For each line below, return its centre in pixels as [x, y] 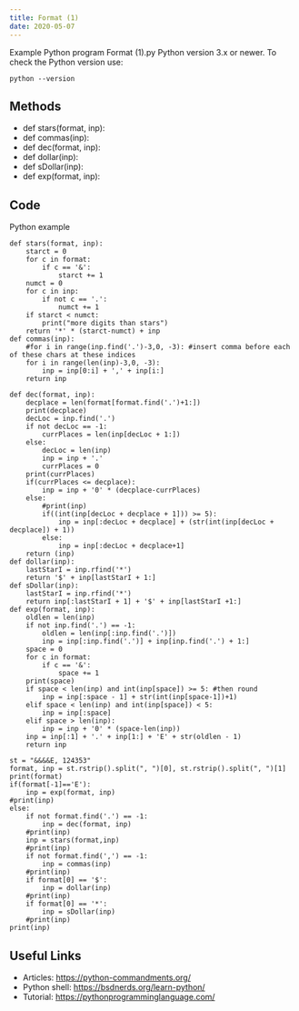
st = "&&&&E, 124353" [50, 761]
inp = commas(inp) [77, 865]
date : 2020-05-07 [42, 26]
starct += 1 [80, 275]
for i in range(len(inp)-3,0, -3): [93, 363]
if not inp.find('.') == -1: [81, 626]
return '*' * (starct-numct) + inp [93, 331]
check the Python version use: [66, 62]
